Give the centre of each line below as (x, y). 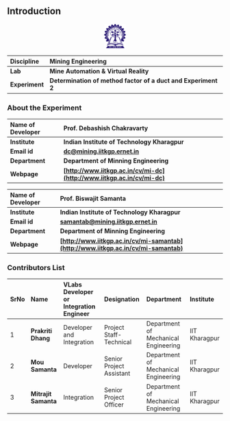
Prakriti (41, 331)
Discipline (25, 61)
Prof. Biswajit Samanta (93, 199)
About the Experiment (44, 108)
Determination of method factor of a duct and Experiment (133, 81)
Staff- (113, 335)
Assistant (117, 373)
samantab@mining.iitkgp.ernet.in (108, 221)
